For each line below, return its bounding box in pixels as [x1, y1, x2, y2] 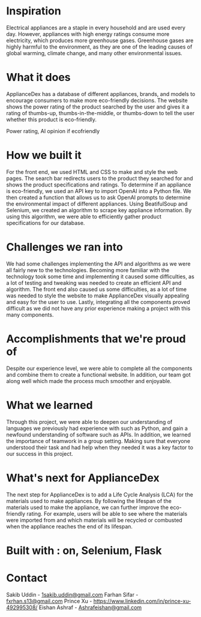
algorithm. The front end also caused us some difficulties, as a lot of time [6, 285, 187, 293]
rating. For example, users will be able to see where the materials [26, 510, 188, 517]
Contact [6, 571, 47, 585]
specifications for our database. [6, 219, 85, 226]
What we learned [6, 398, 93, 412]
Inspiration [6, 4, 61, 18]
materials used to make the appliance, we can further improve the [6, 504, 169, 511]
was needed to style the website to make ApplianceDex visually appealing [6, 292, 190, 299]
